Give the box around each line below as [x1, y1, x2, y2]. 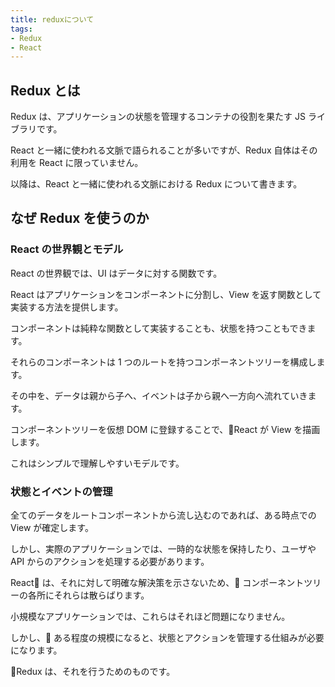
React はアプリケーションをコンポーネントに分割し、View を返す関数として [10, 288, 322, 300]
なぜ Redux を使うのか [10, 210, 150, 227]
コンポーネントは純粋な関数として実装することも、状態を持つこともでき [10, 322, 308, 334]
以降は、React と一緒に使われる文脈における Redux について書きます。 [10, 178, 303, 190]
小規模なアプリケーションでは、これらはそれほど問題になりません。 [10, 611, 291, 623]
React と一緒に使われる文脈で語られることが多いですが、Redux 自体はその [10, 144, 318, 156]
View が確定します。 [10, 522, 94, 534]
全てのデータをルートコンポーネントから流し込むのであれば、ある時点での [10, 509, 317, 521]
